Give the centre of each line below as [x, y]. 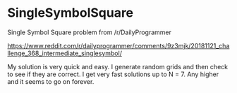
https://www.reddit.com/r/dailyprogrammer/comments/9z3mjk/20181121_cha [119, 45]
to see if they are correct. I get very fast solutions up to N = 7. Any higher [113, 74]
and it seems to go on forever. [51, 81]
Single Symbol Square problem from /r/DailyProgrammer [89, 32]
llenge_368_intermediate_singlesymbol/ [65, 53]
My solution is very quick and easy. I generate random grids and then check [117, 66]
